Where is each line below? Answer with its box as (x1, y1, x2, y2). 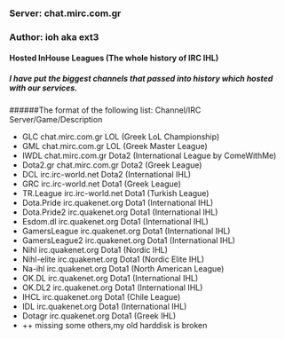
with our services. (9, 83, 78, 93)
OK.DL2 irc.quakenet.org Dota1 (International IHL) (21, 282, 203, 293)
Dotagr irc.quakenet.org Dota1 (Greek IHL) (21, 311, 177, 321)
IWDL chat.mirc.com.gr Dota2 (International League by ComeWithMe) (21, 150, 277, 162)
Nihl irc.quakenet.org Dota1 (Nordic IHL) (21, 245, 169, 256)
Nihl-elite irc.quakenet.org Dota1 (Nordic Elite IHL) (21, 254, 205, 264)
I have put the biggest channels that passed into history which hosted (9, 74, 273, 84)
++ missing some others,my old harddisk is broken (21, 320, 208, 331)
